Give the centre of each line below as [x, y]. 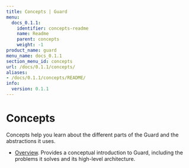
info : [13, 84]
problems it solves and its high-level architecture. [75, 159]
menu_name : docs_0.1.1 [34, 56]
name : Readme [33, 34]
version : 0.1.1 [30, 89]
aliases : [17, 72]
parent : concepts [38, 39]
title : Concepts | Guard [37, 12]
